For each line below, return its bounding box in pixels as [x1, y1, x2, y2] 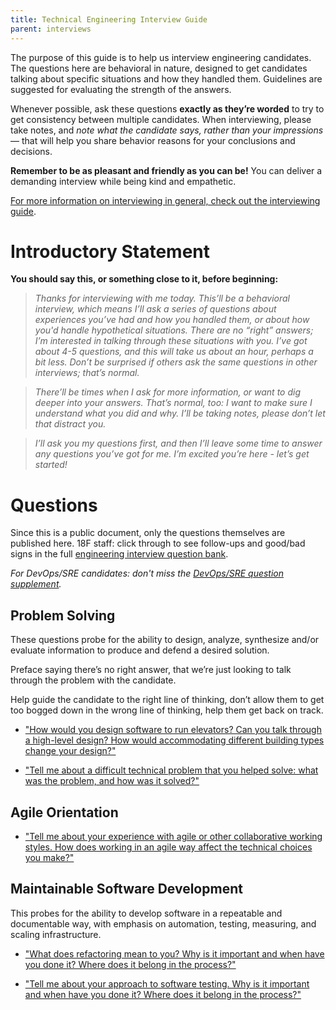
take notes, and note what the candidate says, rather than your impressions [10, 124, 324, 136]
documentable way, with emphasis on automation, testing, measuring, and [10, 917, 317, 930]
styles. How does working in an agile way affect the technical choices [24, 841, 313, 853]
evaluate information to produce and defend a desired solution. [10, 644, 270, 656]
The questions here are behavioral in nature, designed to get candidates [10, 62, 308, 74]
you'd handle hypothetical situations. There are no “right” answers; [34, 324, 314, 336]
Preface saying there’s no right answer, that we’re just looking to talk [10, 664, 292, 676]
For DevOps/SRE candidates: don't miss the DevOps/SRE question [10, 567, 285, 580]
